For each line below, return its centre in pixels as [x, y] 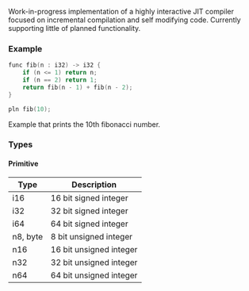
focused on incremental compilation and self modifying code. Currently [125, 20]
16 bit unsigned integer [94, 249]
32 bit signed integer [89, 211]
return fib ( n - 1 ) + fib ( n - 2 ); [78, 87]
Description [94, 184]
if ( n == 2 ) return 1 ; [60, 80]
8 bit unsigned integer [92, 236]
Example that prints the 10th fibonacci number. [84, 124]
